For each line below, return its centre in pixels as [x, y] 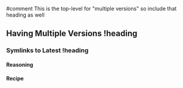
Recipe [15, 78]
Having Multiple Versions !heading [72, 34]
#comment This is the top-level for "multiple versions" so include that [91, 9]
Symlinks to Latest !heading [47, 51]
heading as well [25, 15]
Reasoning [20, 64]
